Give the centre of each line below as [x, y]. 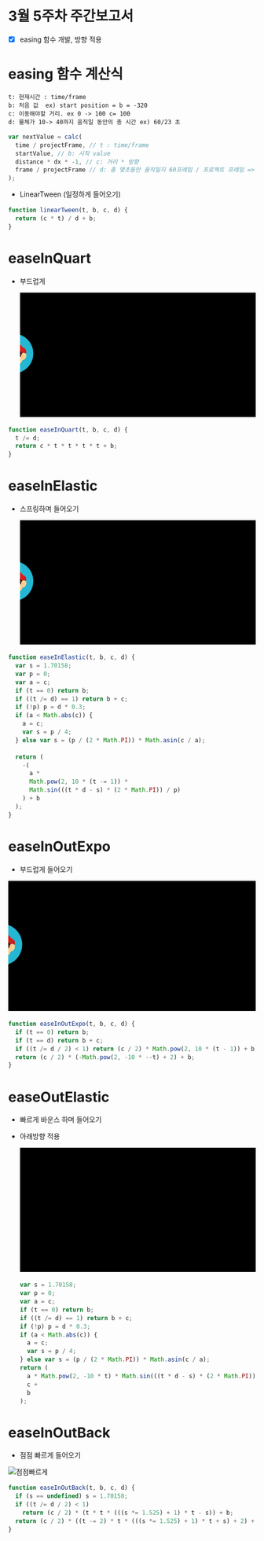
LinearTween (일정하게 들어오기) [70, 194]
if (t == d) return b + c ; [59, 1040]
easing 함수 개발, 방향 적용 [60, 39]
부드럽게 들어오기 [46, 869]
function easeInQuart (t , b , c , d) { [68, 429]
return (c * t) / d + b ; [56, 219]
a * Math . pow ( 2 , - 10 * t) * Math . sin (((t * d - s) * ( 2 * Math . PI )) [141, 1376]
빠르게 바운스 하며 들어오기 [60, 1120]
